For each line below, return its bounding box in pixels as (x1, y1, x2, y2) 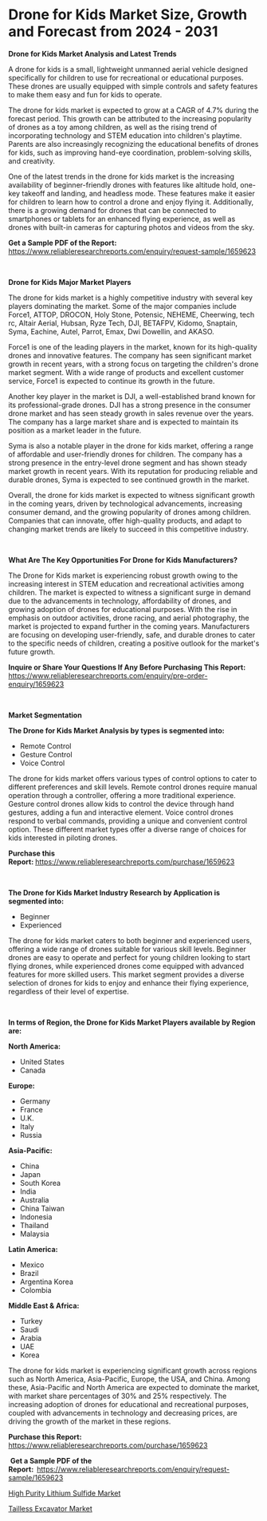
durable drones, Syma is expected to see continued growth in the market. (8, 475, 249, 484)
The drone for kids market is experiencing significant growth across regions (8, 1365, 257, 1375)
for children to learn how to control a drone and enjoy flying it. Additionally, (8, 197, 254, 207)
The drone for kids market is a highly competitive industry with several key (8, 293, 253, 302)
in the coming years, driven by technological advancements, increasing (8, 499, 243, 508)
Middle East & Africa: (8, 1301, 80, 1310)
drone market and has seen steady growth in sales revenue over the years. (8, 409, 254, 418)
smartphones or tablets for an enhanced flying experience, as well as (8, 214, 236, 223)
